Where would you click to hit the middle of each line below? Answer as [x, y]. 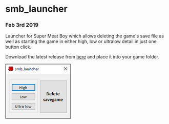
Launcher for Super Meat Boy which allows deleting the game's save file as [85, 36]
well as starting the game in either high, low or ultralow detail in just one [81, 42]
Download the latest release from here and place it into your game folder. [82, 57]
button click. [18, 47]
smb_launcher [36, 9]
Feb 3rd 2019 [22, 25]
